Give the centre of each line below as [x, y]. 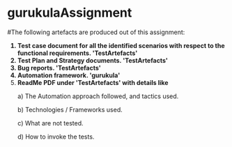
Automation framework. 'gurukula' [69, 75]
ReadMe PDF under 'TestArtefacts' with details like [93, 82]
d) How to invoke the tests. [56, 137]
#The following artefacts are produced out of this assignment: [96, 32]
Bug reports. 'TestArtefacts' [59, 68]
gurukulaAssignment [70, 13]
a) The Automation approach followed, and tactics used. [98, 96]
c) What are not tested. [50, 123]
